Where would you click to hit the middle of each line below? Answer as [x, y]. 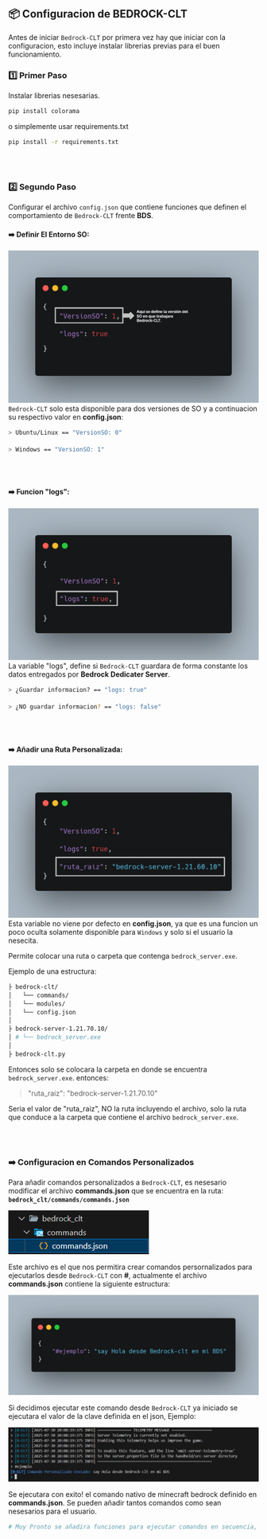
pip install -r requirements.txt [64, 142]
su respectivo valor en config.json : [66, 417]
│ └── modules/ [37, 1004]
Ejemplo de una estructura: [52, 971]
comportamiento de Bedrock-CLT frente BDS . [81, 216]
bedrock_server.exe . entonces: [58, 1077]
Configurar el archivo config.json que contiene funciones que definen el [128, 207]
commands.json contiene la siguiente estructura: [89, 1284]
